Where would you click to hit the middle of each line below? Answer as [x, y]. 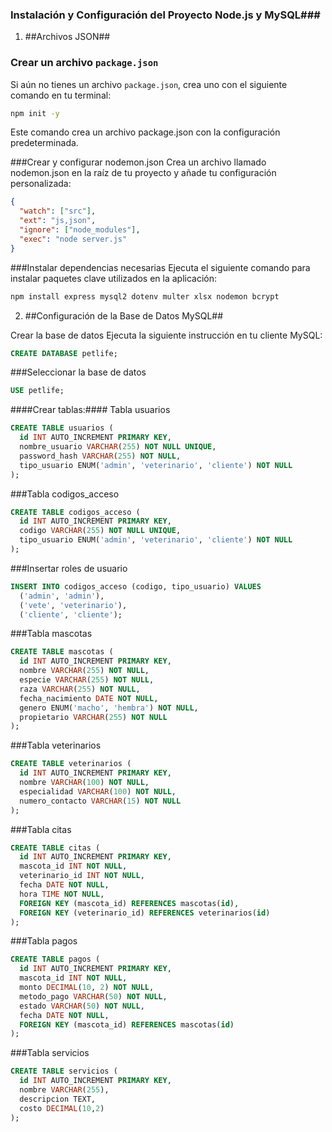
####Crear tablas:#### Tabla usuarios [90, 410]
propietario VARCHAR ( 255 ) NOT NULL [93, 717]
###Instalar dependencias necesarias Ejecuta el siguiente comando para [160, 267]
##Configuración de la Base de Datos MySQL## [124, 315]
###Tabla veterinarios [56, 745]
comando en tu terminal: [61, 95]
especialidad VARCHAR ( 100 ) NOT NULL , [98, 791]
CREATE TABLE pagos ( [55, 959]
